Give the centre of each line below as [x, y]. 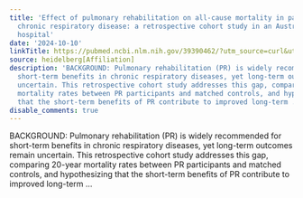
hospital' [36, 34]
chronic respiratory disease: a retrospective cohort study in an [145, 26]
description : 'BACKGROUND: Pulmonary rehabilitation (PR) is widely [141, 69]
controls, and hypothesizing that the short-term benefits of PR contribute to [150, 174]
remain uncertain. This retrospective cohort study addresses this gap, [139, 156]
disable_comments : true [54, 110]
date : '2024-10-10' [46, 43]
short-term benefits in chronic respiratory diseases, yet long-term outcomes [151, 146]
